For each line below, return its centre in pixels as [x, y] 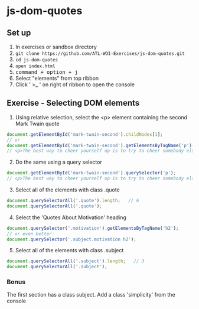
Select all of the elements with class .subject [69, 251]
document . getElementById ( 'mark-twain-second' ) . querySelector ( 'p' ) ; [92, 173]
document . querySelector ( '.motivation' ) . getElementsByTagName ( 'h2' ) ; [93, 228]
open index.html [35, 66]
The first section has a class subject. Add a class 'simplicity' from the [91, 295]
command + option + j [47, 72]
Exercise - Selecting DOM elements [73, 103]
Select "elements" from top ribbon [57, 78]
